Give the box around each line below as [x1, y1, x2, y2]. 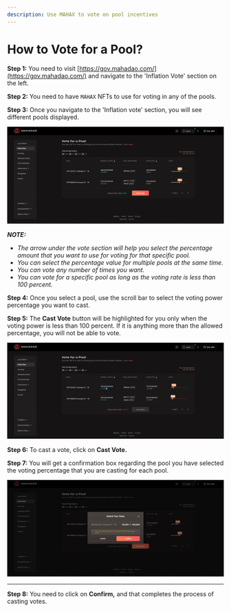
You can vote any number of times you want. [16, 266, 145, 274]
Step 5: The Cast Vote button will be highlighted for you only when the [7, 315, 208, 323]
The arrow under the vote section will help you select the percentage [16, 244, 213, 252]
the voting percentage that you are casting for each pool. [7, 466, 169, 474]
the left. [7, 79, 29, 87]
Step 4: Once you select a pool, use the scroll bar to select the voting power [7, 294, 223, 302]
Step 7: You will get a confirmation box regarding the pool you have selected [7, 459, 224, 467]
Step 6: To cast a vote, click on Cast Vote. [7, 445, 127, 453]
